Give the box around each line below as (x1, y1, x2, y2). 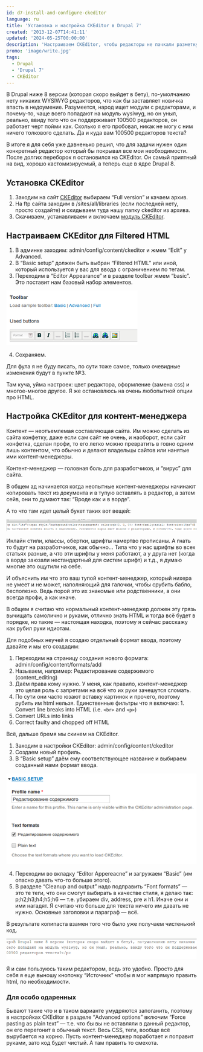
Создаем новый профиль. (14, 748, 82, 755)
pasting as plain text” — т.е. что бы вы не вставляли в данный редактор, (6, 1019, 191, 1027)
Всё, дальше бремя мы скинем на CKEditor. (6, 730, 120, 737)
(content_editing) (14, 673, 58, 681)
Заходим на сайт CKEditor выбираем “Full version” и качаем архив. (14, 194, 188, 201)
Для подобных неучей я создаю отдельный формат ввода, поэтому (6, 636, 181, 643)
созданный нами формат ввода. (14, 761, 98, 768)
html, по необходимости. (6, 978, 71, 986)
